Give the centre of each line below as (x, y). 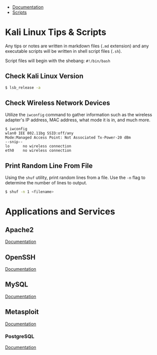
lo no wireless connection (38, 146)
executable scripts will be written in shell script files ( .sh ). (63, 51)
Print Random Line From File (49, 165)
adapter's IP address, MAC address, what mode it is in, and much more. (78, 120)
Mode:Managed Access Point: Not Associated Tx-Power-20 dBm (68, 138)
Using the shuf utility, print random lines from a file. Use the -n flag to (75, 177)
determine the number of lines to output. (46, 183)
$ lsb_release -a (23, 88)
